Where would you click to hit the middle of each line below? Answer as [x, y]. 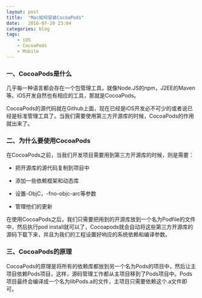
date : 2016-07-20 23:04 [39, 23]
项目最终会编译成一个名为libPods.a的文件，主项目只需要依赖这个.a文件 [94, 281]
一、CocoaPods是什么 [39, 73]
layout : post [23, 12]
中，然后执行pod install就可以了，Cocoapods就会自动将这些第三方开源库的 [100, 227]
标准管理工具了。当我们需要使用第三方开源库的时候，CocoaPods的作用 [106, 116]
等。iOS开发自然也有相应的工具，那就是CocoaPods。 [73, 96]
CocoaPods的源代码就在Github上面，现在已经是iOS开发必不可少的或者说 [97, 108]
